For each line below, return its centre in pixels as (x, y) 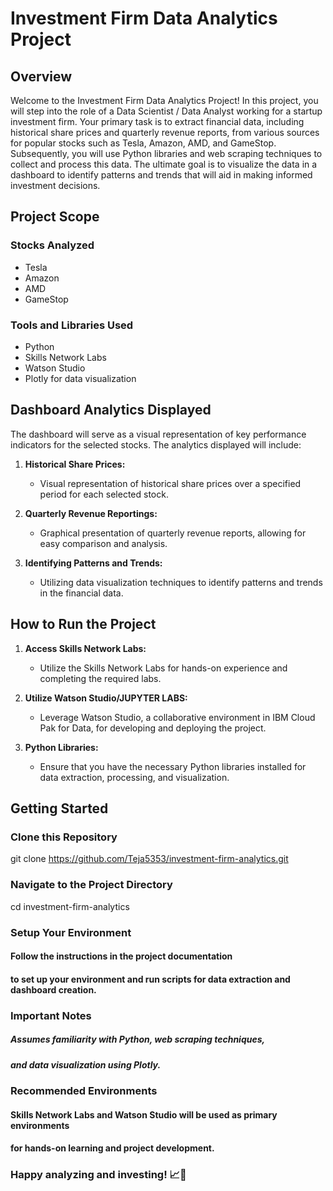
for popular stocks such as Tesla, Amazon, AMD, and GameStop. (143, 143)
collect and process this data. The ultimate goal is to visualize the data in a (164, 164)
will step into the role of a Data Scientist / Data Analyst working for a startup (166, 111)
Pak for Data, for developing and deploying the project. (153, 728)
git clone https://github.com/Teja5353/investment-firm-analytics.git (149, 859)
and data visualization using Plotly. (86, 1064)
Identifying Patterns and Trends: (93, 563)
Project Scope (55, 217)
